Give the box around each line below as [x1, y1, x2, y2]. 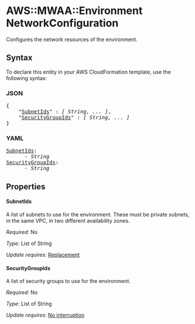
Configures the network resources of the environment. [6, 36, 138, 43]
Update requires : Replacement [6, 251, 80, 258]
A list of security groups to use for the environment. [6, 278, 131, 285]
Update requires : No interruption [6, 312, 85, 319]
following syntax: [6, 74, 47, 81]
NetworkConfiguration [6, 16, 119, 30]
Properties [6, 181, 46, 191]
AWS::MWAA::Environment [6, 4, 143, 18]
